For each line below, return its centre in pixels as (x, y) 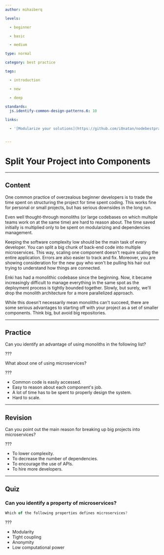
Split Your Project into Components (78, 161)
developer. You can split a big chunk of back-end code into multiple (73, 247)
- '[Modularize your (30, 129)
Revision (19, 418)
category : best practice (30, 62)
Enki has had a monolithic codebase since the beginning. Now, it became (79, 277)
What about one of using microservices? (46, 363)
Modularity (23, 532)
